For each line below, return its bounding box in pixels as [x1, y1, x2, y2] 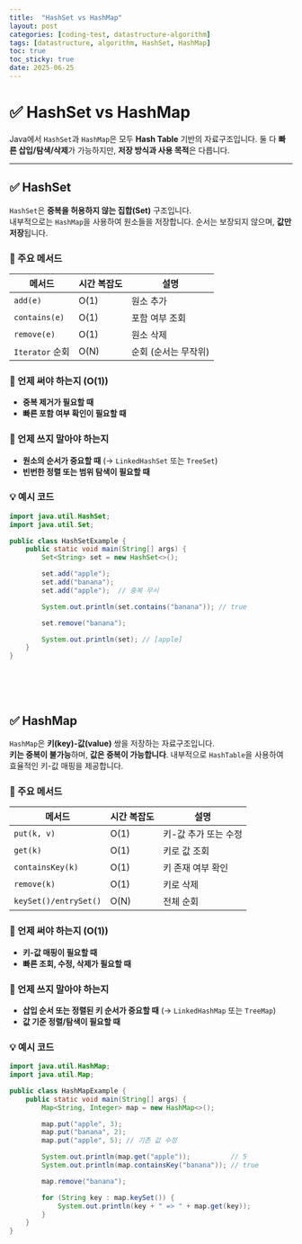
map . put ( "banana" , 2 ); [41, 1128, 127, 1137]
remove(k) [13, 879, 56, 890]
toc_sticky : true [9, 55, 75, 64]
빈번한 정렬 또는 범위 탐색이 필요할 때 [22, 466, 150, 477]
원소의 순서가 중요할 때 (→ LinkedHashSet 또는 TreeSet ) [22, 455, 218, 466]
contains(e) [13, 312, 66, 322]
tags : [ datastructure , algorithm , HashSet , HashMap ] [9, 38, 211, 48]
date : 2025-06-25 [9, 64, 75, 73]
